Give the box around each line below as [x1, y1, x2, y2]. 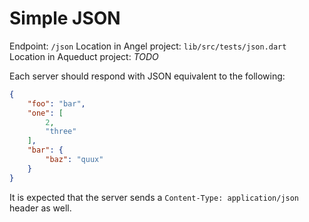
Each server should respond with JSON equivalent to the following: [9, 70, 286, 82]
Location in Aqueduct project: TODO [9, 50, 159, 62]
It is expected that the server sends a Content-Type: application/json [9, 191, 300, 203]
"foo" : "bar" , [27, 98, 86, 109]
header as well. [9, 202, 72, 214]
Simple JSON [9, 7, 121, 30]
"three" [45, 127, 77, 137]
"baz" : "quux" [45, 155, 104, 165]
